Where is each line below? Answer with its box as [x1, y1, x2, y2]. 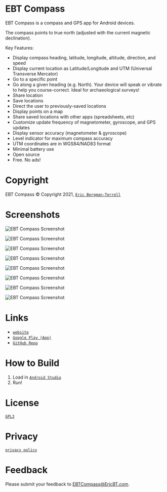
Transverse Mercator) [12, 70, 58, 76]
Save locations [12, 97, 44, 104]
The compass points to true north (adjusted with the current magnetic [5, 29, 151, 35]
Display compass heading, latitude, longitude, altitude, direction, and [12, 54, 156, 61]
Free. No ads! [12, 156, 41, 162]
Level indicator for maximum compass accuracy [12, 135, 113, 141]
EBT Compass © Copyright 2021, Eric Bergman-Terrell [5, 191, 121, 197]
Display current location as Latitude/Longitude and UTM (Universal [12, 65, 152, 71]
